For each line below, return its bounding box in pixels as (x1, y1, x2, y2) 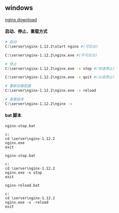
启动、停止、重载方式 (5, 29, 47, 34)
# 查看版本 (5, 97, 24, 102)
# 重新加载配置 (5, 83, 31, 89)
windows (5, 4, 33, 12)
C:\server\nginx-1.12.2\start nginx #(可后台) (5, 44, 98, 49)
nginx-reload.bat (5, 183, 40, 188)
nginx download (5, 16, 37, 22)
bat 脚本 (5, 113, 22, 118)
